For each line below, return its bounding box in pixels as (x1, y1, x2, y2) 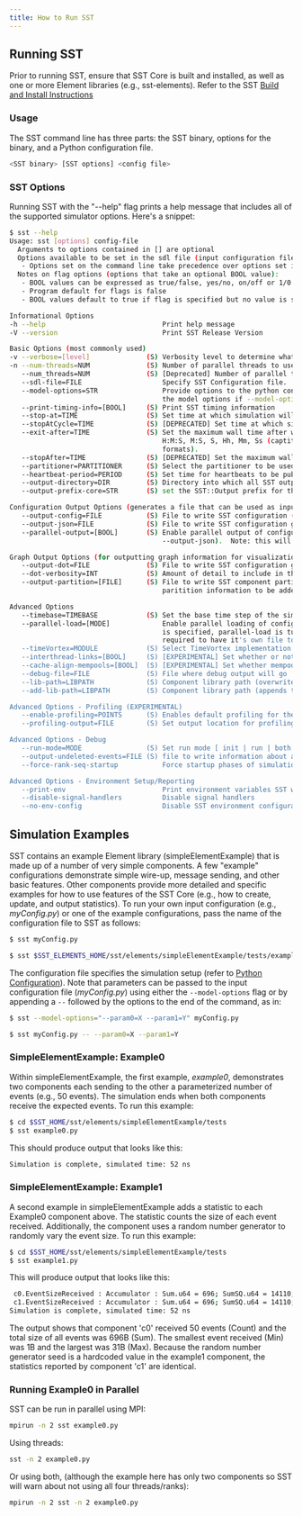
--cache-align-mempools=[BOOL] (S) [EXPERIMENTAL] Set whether (21, 661, 268, 671)
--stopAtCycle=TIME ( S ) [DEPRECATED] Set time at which (21, 420, 283, 429)
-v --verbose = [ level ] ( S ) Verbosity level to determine (9, 353, 276, 362)
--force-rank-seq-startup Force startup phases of (21, 760, 255, 770)
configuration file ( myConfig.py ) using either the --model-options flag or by (9, 987, 288, 997)
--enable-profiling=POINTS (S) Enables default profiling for (21, 710, 280, 720)
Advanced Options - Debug (9, 735, 106, 744)
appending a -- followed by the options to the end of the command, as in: (9, 996, 281, 1006)
